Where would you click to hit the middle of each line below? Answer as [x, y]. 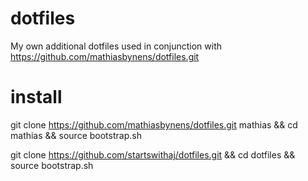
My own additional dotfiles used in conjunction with [116, 46]
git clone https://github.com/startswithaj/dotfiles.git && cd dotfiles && [153, 154]
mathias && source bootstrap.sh [76, 135]
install [36, 97]
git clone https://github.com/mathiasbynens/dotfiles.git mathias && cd [154, 124]
